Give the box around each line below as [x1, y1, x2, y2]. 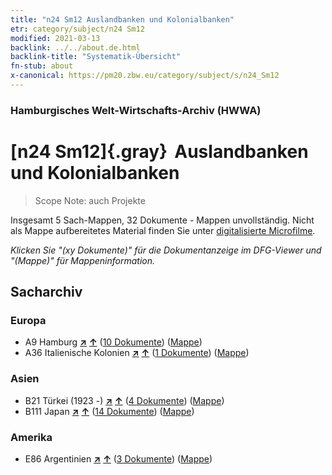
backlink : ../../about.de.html [10, 42, 141, 53]
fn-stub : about [10, 61, 74, 71]
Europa [10, 314, 47, 328]
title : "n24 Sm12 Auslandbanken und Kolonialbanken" [10, 14, 235, 25]
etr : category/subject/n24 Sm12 [10, 24, 145, 34]
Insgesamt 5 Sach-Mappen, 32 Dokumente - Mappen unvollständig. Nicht [10, 214, 315, 226]
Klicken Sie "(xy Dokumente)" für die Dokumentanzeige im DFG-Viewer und [10, 244, 322, 256]
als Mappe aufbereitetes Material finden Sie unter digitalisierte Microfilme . [10, 224, 316, 236]
